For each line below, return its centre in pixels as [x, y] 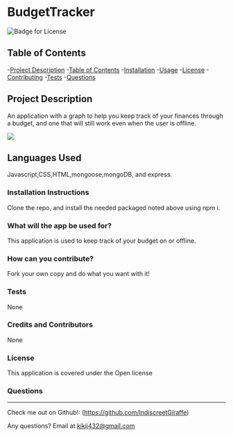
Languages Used [44, 158]
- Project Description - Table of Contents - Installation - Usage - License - [108, 69]
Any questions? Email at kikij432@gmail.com [71, 426]
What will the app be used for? [60, 225]
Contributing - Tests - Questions [51, 77]
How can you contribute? [51, 259]
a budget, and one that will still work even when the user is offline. [102, 123]
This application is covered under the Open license [80, 373]
